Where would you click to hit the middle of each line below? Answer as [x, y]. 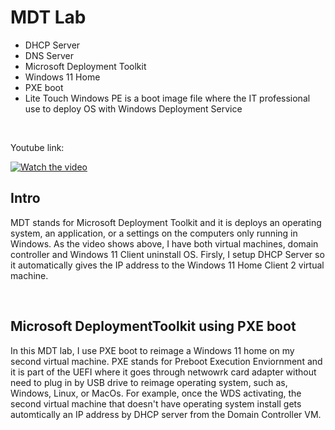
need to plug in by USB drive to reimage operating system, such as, [149, 382]
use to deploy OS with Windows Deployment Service [133, 108]
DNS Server [49, 55]
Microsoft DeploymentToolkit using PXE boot [153, 326]
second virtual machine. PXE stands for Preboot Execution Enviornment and [166, 361]
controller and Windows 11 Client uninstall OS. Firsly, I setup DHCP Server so [167, 254]
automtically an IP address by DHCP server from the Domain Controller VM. [166, 414]
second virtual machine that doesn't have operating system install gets [156, 403]
